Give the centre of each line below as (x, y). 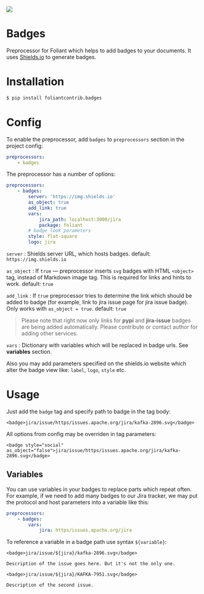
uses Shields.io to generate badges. (51, 57)
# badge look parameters (60, 231)
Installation (35, 82)
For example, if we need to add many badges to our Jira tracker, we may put (102, 496)
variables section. (29, 352)
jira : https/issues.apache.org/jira (85, 531)
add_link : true (47, 208)
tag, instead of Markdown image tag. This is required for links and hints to (99, 277)
